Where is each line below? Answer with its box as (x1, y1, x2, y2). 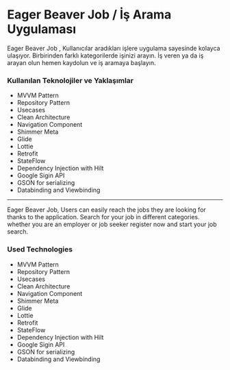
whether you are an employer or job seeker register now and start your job (7, 220, 217, 229)
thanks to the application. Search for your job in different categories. (7, 213, 200, 221)
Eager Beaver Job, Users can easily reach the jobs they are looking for (7, 206, 207, 214)
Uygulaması (7, 21, 77, 37)
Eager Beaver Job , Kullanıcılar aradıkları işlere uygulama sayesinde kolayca (7, 44, 220, 52)
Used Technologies (7, 245, 73, 254)
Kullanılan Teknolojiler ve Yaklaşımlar (7, 75, 133, 85)
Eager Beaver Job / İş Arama (7, 7, 172, 23)
